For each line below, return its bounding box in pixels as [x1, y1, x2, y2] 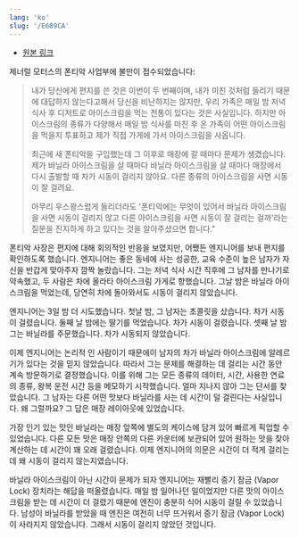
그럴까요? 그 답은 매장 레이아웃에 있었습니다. [29, 402, 185, 413]
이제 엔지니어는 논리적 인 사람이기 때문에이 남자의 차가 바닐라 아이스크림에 [9, 347, 267, 358]
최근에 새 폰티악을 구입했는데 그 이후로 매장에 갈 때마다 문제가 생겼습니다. [30, 148, 287, 159]
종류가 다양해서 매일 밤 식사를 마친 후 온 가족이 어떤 [70, 118, 248, 129]
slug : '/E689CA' [9, 21, 70, 30]
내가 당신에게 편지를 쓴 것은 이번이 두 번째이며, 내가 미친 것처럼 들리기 [30, 85, 274, 95]
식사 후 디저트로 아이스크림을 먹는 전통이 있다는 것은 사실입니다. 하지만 [30, 107, 277, 118]
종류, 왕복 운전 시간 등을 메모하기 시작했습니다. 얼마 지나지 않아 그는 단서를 [18, 380, 278, 391]
